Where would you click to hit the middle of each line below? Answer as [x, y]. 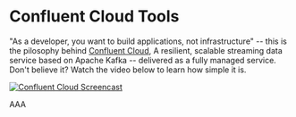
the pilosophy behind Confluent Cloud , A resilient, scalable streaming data [146, 50]
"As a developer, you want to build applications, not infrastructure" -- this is [148, 41]
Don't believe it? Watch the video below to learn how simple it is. [128, 70]
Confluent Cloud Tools [94, 17]
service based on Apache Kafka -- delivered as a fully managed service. [143, 60]
